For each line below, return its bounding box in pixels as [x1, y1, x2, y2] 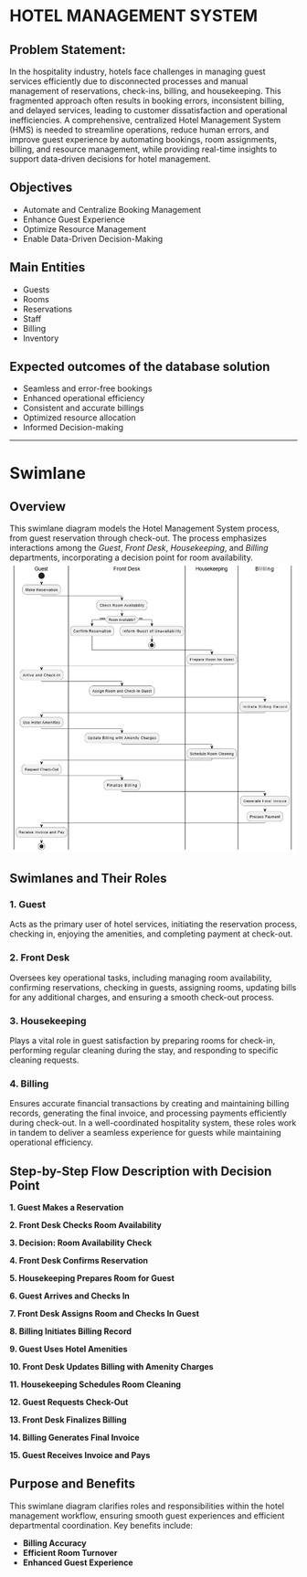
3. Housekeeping [9, 1014, 87, 1027]
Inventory [22, 333, 59, 344]
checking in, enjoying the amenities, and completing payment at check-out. [9, 928, 293, 939]
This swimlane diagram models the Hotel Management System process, [9, 523, 281, 534]
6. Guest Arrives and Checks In [9, 1290, 131, 1301]
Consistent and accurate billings [22, 403, 144, 414]
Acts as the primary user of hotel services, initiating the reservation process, [9, 919, 298, 930]
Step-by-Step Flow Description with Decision [9, 1163, 272, 1179]
